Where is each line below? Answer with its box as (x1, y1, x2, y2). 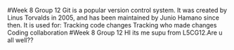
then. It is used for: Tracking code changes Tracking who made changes (7, 21, 217, 29)
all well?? (7, 36, 34, 44)
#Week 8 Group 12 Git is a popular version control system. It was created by (7, 6, 227, 14)
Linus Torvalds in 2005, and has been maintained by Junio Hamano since (7, 13, 220, 22)
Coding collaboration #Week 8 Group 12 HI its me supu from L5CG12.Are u (7, 28, 223, 37)
